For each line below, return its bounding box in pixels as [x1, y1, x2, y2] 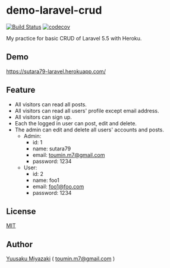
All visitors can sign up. [14, 113, 73, 121]
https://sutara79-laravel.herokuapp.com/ [6, 68, 106, 75]
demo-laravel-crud [6, 4, 102, 17]
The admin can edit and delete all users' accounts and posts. [14, 126, 165, 133]
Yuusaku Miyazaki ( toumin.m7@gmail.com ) [6, 255, 115, 262]
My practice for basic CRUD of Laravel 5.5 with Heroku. [6, 34, 142, 42]
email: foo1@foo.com [32, 182, 84, 190]
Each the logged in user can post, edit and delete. [14, 119, 137, 127]
